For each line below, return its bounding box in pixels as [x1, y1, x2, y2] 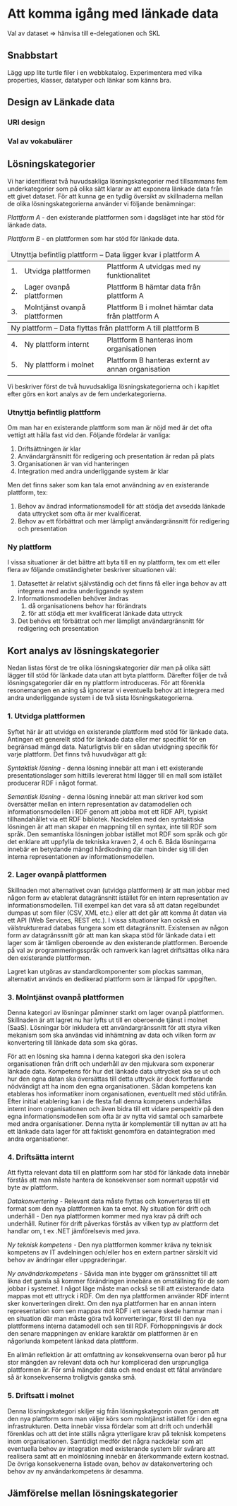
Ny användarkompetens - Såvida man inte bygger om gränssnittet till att [7, 1269, 217, 1278]
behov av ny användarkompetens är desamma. [7, 1466, 144, 1475]
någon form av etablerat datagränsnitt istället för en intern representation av [7, 893, 229, 902]
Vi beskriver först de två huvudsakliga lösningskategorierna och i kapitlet [7, 382, 220, 391]
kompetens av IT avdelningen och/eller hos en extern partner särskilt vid [7, 1248, 219, 1257]
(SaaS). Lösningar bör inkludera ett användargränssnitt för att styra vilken [7, 1024, 221, 1032]
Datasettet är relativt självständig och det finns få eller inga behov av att [17, 579, 227, 588]
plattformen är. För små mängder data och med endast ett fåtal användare [7, 1365, 222, 1374]
